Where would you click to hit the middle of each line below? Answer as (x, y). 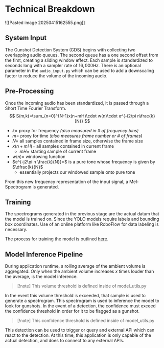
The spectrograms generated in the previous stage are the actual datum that (82, 214)
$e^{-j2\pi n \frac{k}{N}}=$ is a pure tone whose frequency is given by (83, 162)
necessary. (16, 230)
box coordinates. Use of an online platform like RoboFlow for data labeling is (82, 224)
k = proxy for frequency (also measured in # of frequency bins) (75, 130)
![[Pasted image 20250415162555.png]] (45, 23)
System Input (26, 38)
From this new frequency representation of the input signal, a (67, 182)
